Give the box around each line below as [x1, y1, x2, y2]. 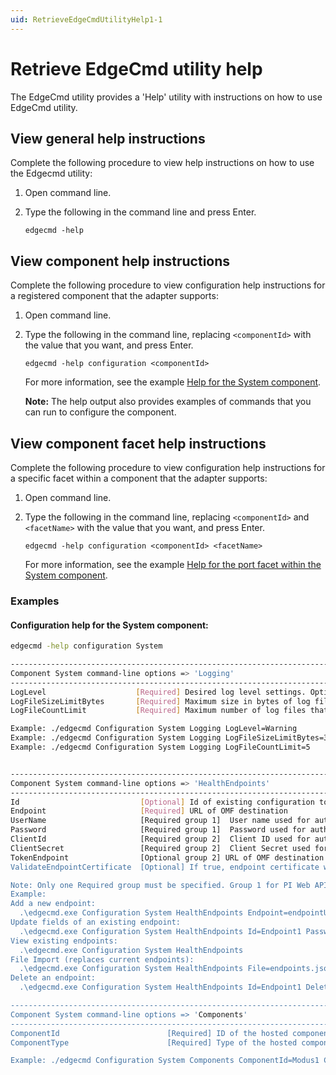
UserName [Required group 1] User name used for [10, 816, 311, 826]
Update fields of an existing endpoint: [10, 917, 182, 927]
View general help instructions [10, 130, 206, 147]
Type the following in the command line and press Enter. [24, 206, 257, 218]
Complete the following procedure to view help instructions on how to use [10, 157, 315, 169]
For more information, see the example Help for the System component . [24, 376, 322, 388]
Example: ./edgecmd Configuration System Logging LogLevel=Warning [10, 724, 298, 734]
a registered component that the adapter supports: [10, 290, 219, 302]
